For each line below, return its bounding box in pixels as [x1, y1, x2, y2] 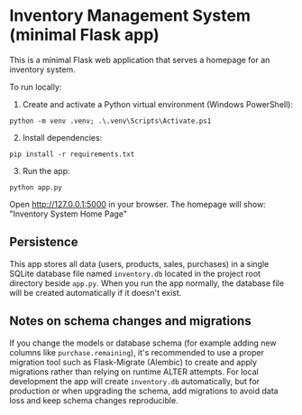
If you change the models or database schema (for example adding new [9, 337, 277, 348]
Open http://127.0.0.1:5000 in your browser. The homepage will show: [9, 198, 266, 209]
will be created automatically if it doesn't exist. [9, 287, 182, 298]
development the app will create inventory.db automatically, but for [9, 375, 260, 386]
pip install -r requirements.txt [9, 150, 135, 159]
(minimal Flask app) [9, 24, 160, 45]
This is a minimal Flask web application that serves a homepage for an [9, 54, 270, 65]
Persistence [9, 235, 78, 250]
